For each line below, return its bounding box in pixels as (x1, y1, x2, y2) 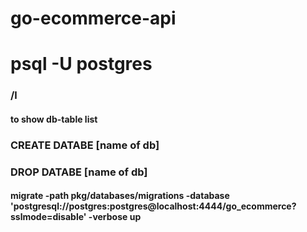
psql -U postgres (10, 53, 153, 76)
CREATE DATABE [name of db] (10, 138, 160, 152)
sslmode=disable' (10, 211, 87, 223)
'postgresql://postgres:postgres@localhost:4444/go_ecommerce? (10, 200, 297, 212)
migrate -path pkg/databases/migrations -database (10, 190, 230, 202)
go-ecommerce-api (10, 7, 177, 30)
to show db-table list (10, 113, 98, 125)
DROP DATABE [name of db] (10, 165, 148, 179)
